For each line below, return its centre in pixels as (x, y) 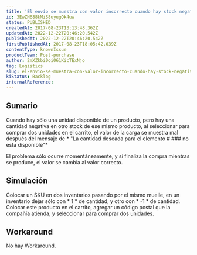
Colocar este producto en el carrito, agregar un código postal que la (88, 207)
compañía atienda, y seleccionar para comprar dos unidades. (80, 213)
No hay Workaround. (31, 246)
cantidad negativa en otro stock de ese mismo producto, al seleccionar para (98, 126)
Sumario (22, 106)
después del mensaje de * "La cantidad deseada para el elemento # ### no (97, 139)
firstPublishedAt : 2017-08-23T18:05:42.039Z (61, 44)
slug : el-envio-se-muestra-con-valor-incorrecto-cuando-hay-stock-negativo (101, 71)
